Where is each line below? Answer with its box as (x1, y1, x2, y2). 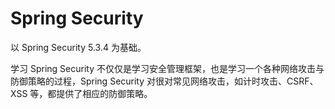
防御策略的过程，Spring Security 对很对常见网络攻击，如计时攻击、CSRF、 (10, 75, 319, 87)
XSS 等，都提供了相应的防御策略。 (10, 87, 153, 99)
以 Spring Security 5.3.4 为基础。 (10, 41, 147, 53)
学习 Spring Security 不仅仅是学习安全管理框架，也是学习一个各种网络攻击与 (10, 62, 325, 74)
